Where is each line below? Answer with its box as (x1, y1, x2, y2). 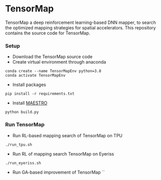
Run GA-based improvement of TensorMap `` (12, 169, 105, 175)
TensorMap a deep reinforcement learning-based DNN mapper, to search (5, 19, 156, 25)
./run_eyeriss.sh (5, 160, 41, 166)
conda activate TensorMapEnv (5, 73, 66, 78)
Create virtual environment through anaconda (12, 59, 106, 65)
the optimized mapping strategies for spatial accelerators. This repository (5, 24, 156, 30)
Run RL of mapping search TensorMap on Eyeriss (12, 151, 114, 157)
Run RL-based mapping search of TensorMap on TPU (12, 132, 123, 138)
